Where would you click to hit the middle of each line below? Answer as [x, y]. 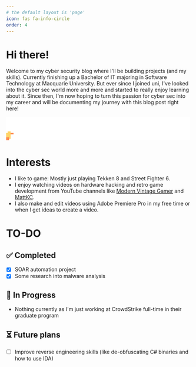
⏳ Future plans [33, 335]
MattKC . [24, 197]
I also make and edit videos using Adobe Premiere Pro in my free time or [102, 204]
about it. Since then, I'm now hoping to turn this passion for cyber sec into [96, 96]
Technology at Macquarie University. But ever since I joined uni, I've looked [97, 84]
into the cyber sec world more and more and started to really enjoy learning [98, 90]
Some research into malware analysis [60, 276]
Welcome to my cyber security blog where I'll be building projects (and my [96, 71]
